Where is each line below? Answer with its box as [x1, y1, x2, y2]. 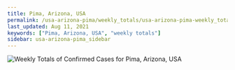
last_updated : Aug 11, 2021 [7, 23, 90, 30]
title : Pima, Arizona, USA [7, 10, 86, 17]
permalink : [7, 17, 39, 24]
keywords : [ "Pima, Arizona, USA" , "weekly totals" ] [7, 29, 161, 37]
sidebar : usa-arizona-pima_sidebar [7, 36, 111, 43]
